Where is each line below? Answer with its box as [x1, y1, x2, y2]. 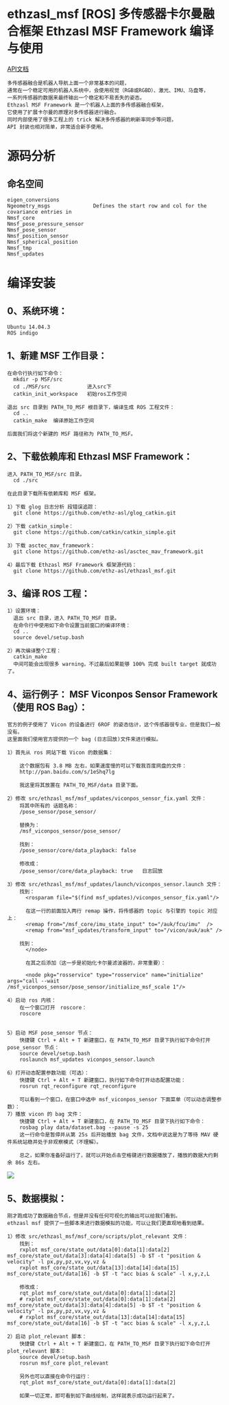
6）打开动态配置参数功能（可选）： [7, 1070, 90, 1077]
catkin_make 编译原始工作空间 [13, 417, 95, 424]
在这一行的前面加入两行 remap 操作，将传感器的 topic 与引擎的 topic [25, 908, 204, 914]
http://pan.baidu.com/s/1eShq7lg [19, 769, 115, 776]
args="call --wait [7, 978, 60, 985]
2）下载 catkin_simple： [7, 523, 74, 530]
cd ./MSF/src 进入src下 [13, 383, 112, 390]
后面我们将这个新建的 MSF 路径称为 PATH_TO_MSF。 [7, 430, 136, 437]
